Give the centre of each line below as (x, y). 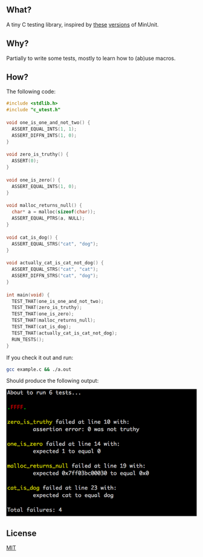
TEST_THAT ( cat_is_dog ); (41, 327)
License (21, 533)
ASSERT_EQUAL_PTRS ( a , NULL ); (48, 218)
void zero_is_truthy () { (37, 155)
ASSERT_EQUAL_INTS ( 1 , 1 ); (44, 129)
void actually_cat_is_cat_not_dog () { (55, 263)
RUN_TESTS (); (28, 339)
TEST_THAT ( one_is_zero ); (43, 314)
